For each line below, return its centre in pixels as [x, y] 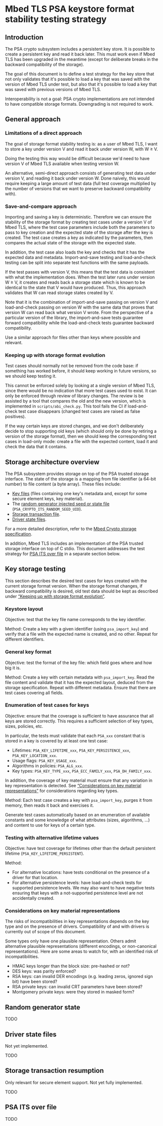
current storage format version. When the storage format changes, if [74, 586]
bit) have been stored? [35, 981]
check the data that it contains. [36, 447]
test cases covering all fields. [34, 693]
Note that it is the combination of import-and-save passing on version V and [81, 302]
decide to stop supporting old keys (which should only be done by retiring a [81, 431]
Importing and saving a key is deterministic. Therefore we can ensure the [78, 217]
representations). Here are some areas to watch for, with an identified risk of [81, 951]
